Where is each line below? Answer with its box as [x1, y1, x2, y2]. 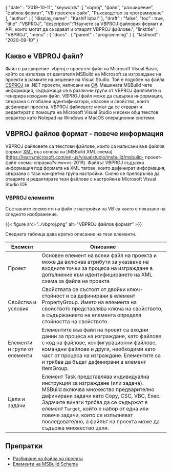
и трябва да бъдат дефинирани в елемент [41, 358, 146, 365]
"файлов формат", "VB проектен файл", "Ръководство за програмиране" [5, 10, 164, 16]
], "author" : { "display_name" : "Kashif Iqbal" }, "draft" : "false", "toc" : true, [5, 15, 165, 21]
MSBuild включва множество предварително [41, 386, 155, 393]
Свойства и [8, 299, 37, 306]
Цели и [8, 395, 26, 402]
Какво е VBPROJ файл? [5, 52, 83, 61]
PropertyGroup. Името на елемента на [41, 299, 137, 306]
